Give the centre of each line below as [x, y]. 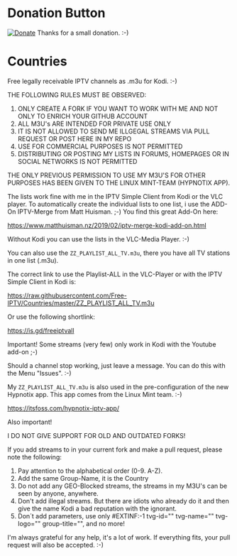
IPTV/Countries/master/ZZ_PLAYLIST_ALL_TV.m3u [81, 302]
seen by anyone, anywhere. [58, 493]
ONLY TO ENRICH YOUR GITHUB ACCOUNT [83, 116]
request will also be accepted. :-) [56, 545]
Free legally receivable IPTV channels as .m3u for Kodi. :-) [92, 81]
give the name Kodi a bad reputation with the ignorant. [97, 508]
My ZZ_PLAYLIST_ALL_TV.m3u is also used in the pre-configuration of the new [118, 387]
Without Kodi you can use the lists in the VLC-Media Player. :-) [99, 239]
